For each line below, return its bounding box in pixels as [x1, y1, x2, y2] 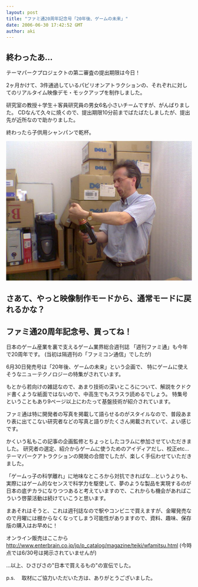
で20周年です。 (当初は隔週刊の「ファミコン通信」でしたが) [6, 351, 152, 358]
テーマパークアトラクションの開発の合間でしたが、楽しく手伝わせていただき [6, 452, 192, 460]
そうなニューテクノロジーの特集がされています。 [6, 371, 124, 378]
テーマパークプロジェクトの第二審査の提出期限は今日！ [6, 69, 140, 76]
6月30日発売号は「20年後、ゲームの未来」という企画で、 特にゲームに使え [6, 363, 189, 370]
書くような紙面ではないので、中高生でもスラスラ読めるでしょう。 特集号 [11, 390, 188, 398]
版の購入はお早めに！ [6, 522, 58, 529]
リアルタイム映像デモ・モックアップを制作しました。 [16, 89, 146, 96]
